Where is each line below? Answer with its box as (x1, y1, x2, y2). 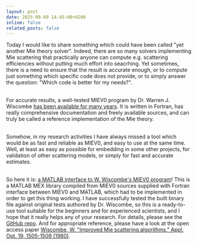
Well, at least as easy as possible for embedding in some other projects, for (6, 146, 190, 153)
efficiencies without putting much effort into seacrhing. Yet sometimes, (6, 60, 179, 67)
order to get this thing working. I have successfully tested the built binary (6, 195, 185, 202)
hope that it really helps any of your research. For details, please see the (6, 214, 182, 221)
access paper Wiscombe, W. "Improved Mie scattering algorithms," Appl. (6, 226, 184, 233)
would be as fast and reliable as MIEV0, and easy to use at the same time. (6, 139, 186, 146)
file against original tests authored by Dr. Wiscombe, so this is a (6, 201, 161, 208)
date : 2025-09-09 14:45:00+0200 (6, 14, 86, 20)
